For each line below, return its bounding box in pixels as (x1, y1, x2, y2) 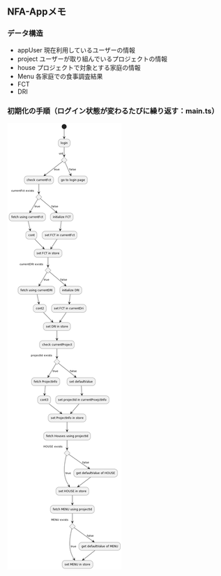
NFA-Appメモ (7, 6, 66, 18)
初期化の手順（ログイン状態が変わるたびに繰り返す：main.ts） (7, 106, 219, 116)
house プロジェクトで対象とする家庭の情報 (17, 63, 141, 71)
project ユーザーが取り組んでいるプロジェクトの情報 (17, 54, 167, 63)
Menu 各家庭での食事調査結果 (17, 72, 103, 80)
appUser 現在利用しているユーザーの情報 (17, 45, 136, 54)
